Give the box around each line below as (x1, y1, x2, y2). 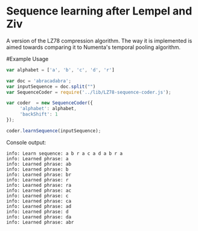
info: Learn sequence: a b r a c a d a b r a (6, 150, 123, 157)
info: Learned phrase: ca (6, 198, 71, 204)
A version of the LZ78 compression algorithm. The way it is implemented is (6, 37, 193, 44)
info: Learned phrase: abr (6, 219, 74, 225)
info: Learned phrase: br (6, 171, 71, 178)
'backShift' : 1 (19, 111, 59, 117)
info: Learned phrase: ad (6, 203, 71, 209)
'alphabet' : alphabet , (19, 106, 77, 112)
